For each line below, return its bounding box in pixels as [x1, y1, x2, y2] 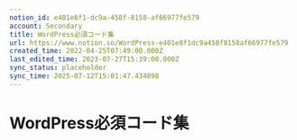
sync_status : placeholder [9, 64, 107, 73]
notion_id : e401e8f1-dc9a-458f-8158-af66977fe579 [9, 13, 200, 22]
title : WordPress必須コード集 [9, 30, 115, 39]
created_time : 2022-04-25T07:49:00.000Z [9, 47, 164, 56]
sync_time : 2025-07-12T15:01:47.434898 [9, 72, 160, 81]
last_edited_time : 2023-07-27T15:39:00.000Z [9, 55, 180, 64]
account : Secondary [9, 22, 83, 31]
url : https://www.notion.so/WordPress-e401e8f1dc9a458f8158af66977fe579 [9, 38, 289, 48]
